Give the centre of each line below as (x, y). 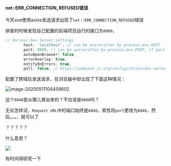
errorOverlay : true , (45, 59)
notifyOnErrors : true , (48, 64)
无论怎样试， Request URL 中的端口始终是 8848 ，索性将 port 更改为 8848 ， (78, 110)
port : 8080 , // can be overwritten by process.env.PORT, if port (94, 50)
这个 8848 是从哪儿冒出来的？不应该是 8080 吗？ (52, 99)
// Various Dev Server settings (39, 41)
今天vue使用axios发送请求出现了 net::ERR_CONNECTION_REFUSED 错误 (75, 20)
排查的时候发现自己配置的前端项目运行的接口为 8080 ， (61, 31)
